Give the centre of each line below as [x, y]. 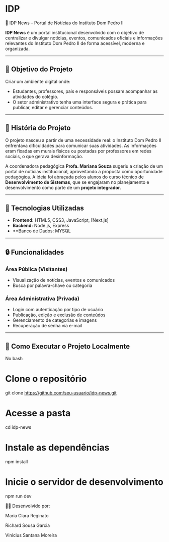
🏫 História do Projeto [38, 128]
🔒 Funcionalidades [35, 252]
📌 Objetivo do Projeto [39, 69]
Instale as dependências [57, 448]
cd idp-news [18, 427]
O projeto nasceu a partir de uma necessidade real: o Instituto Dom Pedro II [83, 140]
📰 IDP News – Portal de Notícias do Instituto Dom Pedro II [64, 23]
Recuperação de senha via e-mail [47, 326]
